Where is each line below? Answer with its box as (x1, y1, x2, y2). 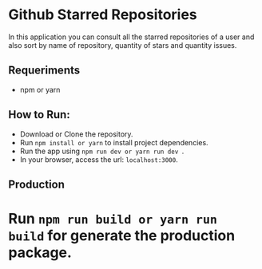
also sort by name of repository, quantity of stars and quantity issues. (8, 40, 237, 49)
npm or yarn (19, 85, 61, 94)
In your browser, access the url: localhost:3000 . (19, 154, 178, 164)
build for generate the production (8, 227, 236, 245)
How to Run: (8, 108, 70, 121)
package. (8, 243, 72, 262)
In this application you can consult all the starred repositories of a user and (8, 32, 255, 42)
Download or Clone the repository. (19, 129, 133, 139)
